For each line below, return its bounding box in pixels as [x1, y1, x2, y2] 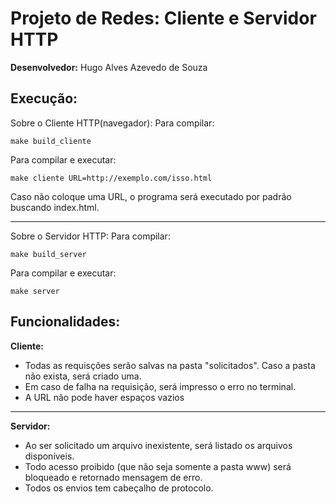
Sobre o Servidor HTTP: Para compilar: [10, 230, 171, 242]
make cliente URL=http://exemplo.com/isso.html [10, 173, 213, 183]
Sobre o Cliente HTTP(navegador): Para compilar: [10, 117, 215, 129]
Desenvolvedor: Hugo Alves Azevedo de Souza [10, 61, 208, 73]
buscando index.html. [10, 201, 100, 213]
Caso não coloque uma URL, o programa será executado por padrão [10, 190, 292, 202]
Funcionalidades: [10, 313, 121, 331]
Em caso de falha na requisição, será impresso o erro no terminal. [24, 380, 297, 392]
